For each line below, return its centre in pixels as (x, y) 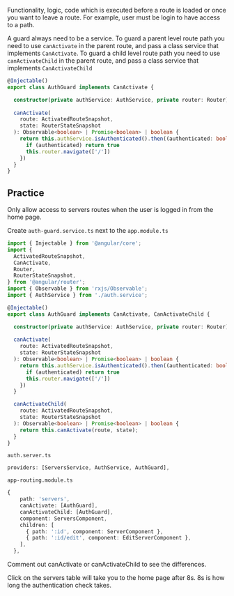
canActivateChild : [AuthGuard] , (67, 512)
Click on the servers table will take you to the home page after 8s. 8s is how (116, 578)
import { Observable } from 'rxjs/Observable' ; (78, 289)
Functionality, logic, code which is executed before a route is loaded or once (117, 10)
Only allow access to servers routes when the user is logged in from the (110, 210)
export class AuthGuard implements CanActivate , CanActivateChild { (109, 314)
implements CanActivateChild (50, 68)
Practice (26, 193)
